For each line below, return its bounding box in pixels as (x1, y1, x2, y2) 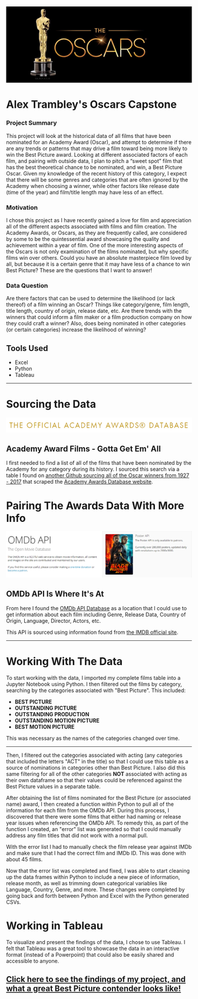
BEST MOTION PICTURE (14, 723, 75, 730)
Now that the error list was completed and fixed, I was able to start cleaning (6, 867, 190, 874)
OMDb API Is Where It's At (6, 589, 104, 599)
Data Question (6, 281, 48, 289)
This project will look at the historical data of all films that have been (6, 132, 171, 139)
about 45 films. (6, 855, 43, 863)
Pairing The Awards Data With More (6, 499, 184, 512)
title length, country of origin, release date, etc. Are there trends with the (6, 307, 182, 315)
